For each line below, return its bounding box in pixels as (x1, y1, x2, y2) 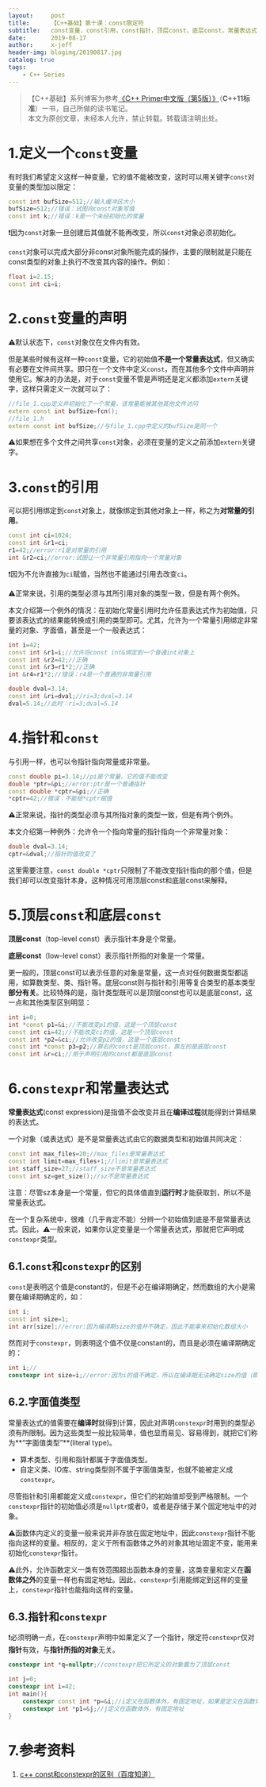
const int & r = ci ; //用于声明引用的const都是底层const (8, 1050, 173, 1059)
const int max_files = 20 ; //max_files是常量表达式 (8, 1150, 165, 1158)
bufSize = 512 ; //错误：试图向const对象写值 (8, 205, 135, 213)
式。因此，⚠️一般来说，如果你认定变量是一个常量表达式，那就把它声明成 (8, 1224, 245, 1233)
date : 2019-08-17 (8, 33, 87, 42)
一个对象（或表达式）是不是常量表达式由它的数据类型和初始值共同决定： (8, 1134, 244, 1144)
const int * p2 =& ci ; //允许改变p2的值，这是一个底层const (8, 1036, 180, 1044)
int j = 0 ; (8, 1675, 37, 1684)
